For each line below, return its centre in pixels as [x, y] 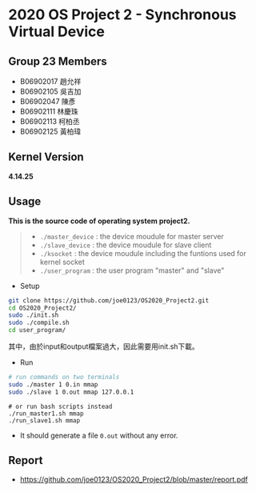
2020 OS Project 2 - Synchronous [122, 15]
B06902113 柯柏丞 [50, 121]
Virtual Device [57, 32]
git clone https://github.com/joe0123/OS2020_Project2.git [109, 300]
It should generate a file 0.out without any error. [99, 435]
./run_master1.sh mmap [46, 414]
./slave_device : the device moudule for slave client [126, 245]
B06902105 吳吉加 [50, 91]
